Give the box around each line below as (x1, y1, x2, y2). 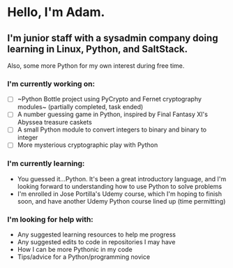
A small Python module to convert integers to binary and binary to (17, 125, 207, 134)
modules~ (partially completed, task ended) (17, 103, 144, 111)
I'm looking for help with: (7, 214, 94, 224)
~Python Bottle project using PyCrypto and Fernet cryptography (17, 95, 202, 104)
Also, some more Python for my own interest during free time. (7, 62, 185, 70)
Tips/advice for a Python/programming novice (17, 253, 151, 261)
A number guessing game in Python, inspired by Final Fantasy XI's (17, 110, 208, 119)
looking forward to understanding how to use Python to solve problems (17, 182, 222, 190)
